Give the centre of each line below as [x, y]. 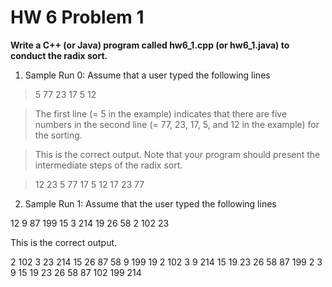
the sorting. [58, 135]
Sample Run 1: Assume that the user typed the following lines [150, 203]
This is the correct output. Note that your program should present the [177, 154]
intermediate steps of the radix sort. [108, 165]
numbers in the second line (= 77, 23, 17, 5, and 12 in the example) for [177, 124]
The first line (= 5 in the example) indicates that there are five [161, 113]
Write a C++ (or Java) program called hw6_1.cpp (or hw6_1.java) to [150, 45]
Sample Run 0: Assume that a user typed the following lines [147, 75]
